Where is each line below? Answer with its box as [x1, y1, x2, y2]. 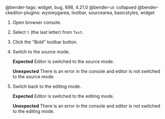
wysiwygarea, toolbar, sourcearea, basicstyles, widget [41, 10, 155, 16]
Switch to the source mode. [12, 49, 70, 54]
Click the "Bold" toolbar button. [12, 39, 78, 45]
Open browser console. [12, 20, 62, 25]
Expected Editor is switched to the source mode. [12, 58, 115, 65]
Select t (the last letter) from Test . [12, 29, 84, 35]
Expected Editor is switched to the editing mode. [12, 93, 115, 99]
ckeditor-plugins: [5, 10, 41, 16]
